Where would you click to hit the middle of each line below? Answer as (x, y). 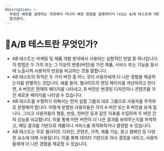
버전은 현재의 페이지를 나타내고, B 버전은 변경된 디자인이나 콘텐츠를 (87, 89)
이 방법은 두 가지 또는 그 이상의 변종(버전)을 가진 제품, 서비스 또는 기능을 (81, 65)
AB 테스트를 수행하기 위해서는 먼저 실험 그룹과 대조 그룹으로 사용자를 (77, 101)
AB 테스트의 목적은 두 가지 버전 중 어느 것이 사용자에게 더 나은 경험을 (77, 77)
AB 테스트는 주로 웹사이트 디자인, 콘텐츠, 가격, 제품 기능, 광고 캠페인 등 (79, 132)
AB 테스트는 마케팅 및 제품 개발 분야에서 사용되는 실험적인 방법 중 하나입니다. (85, 58)
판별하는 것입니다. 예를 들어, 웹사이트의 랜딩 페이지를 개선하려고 (86, 83)
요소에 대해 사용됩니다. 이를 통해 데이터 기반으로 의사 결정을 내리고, (81, 138)
